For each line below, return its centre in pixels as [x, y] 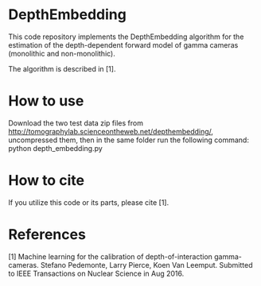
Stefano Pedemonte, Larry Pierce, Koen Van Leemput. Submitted [146, 265]
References [47, 234]
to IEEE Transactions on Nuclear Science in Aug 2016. [96, 273]
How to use [46, 101]
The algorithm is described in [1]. [62, 68]
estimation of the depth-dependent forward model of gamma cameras [123, 44]
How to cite [47, 181]
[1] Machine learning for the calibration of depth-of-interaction [111, 257]
